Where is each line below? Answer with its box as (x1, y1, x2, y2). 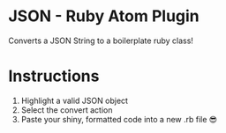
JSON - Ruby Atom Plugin (8, 6, 200, 26)
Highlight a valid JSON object (20, 95, 129, 106)
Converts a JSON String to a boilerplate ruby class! (8, 35, 193, 46)
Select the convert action (20, 104, 113, 115)
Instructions (8, 66, 100, 86)
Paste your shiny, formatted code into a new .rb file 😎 (20, 114, 218, 124)
